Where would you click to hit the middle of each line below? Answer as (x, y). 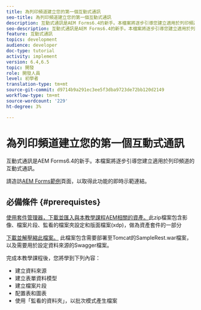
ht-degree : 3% (24, 106)
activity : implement (32, 56)
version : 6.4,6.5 (28, 62)
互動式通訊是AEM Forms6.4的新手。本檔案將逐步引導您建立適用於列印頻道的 (100, 161)
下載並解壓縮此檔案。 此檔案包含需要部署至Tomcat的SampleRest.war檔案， (99, 238)
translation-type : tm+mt (37, 85)
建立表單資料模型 (36, 278)
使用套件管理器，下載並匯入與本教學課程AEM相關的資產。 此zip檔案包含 (94, 218)
